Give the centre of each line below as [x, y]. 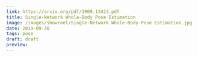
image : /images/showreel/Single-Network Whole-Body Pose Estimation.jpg [99, 23]
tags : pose [20, 34]
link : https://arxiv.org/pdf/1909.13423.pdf [63, 12]
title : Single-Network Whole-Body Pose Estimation [71, 17]
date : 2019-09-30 [28, 28]
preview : [17, 45]
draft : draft [23, 39]
